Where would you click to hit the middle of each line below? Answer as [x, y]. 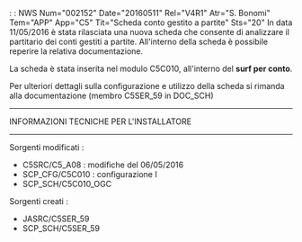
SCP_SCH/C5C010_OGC [67, 184]
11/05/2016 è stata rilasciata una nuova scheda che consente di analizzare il [150, 32]
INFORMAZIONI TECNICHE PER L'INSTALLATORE [101, 121]
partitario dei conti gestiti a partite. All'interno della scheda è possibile [138, 41]
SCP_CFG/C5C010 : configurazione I [89, 174]
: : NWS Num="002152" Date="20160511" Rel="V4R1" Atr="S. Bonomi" [140, 13]
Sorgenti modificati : [47, 147]
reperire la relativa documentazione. [76, 51]
